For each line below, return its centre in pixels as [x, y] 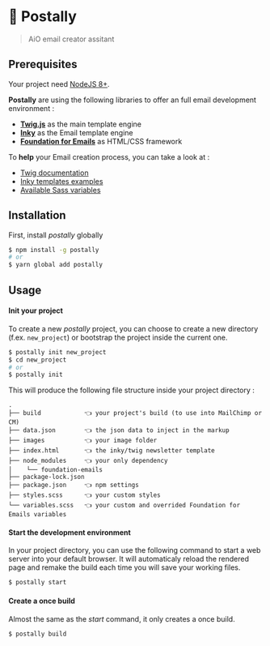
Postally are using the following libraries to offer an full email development [133, 100]
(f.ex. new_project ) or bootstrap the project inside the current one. [118, 337]
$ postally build [38, 634]
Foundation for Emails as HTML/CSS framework [101, 141]
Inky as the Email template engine [76, 132]
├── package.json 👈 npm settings [74, 486]
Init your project [36, 310]
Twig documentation [54, 173]
